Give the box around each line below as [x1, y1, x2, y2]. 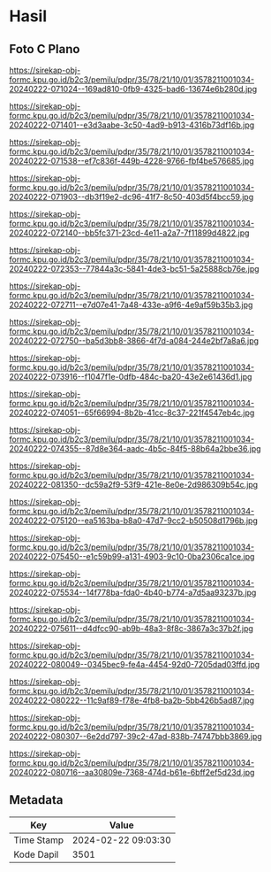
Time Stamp [13, 834, 64, 846]
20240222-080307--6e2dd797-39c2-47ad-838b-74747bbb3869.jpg [9, 731, 262, 741]
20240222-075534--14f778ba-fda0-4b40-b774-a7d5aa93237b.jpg [9, 587, 257, 598]
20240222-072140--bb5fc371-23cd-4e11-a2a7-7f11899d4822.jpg [9, 228, 250, 238]
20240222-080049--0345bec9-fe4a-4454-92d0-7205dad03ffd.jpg [9, 660, 260, 669]
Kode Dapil [13, 848, 59, 860]
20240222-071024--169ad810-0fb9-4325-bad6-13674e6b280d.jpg [9, 84, 258, 94]
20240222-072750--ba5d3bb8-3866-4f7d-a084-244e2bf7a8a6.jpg [9, 336, 259, 346]
